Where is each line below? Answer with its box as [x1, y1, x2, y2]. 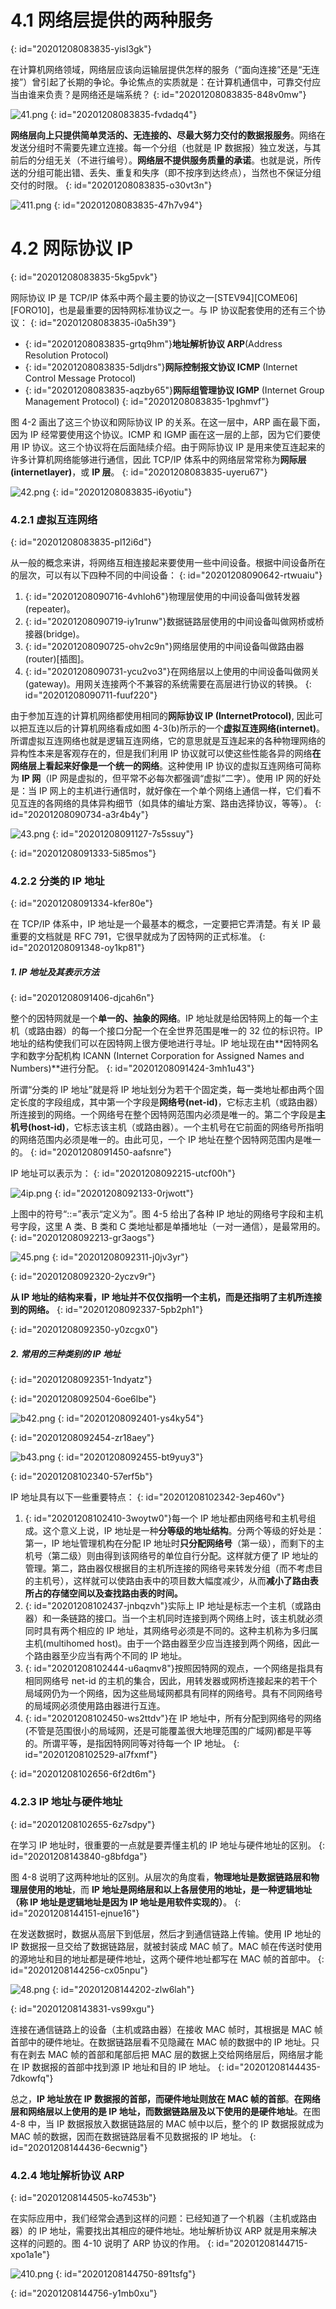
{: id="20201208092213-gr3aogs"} [10, 1232, 155, 1244]
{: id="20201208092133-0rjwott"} [54, 1187, 195, 1200]
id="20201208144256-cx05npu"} [10, 1964, 149, 1976]
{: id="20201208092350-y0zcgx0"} [10, 1324, 159, 1336]
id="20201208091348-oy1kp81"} [10, 942, 145, 954]
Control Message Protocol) [24, 372, 137, 384]
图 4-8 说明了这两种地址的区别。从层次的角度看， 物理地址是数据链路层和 [10, 1871, 312, 1883]
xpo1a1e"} [10, 2249, 51, 2260]
